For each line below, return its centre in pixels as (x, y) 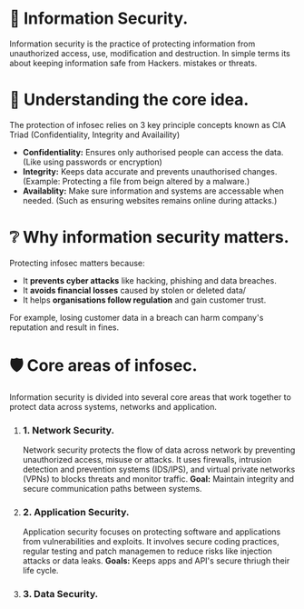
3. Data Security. (60, 594)
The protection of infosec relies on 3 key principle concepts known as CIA (148, 125)
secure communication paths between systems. (112, 489)
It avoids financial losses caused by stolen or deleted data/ (134, 290)
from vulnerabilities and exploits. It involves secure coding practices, (151, 542)
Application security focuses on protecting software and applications (152, 532)
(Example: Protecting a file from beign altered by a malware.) (136, 181)
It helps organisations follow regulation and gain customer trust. (144, 300)
